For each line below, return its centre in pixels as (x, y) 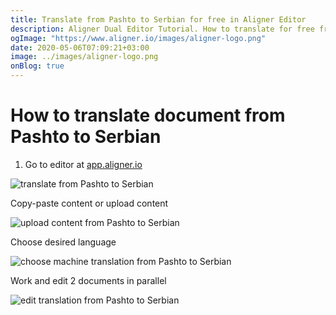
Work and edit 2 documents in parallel (88, 280)
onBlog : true (37, 66)
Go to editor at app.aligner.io (83, 164)
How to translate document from (148, 115)
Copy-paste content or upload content (89, 203)
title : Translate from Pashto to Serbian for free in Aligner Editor (158, 19)
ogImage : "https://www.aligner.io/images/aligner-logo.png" (138, 38)
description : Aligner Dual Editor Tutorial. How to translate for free (162, 29)
